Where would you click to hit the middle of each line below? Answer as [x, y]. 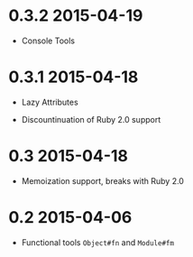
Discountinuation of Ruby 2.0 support [91, 119]
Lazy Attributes [50, 102]
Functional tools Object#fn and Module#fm [98, 242]
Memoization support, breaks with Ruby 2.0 [102, 180]
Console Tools [48, 41]
